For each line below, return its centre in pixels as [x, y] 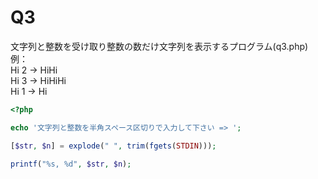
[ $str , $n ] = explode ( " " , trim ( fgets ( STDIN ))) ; [113, 146]
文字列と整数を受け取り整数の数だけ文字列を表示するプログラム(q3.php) [159, 46]
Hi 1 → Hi [29, 91]
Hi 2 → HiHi [34, 70]
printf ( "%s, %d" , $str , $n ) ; [71, 164]
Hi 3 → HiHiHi [38, 80]
